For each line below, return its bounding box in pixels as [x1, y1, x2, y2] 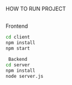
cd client [5, 34, 31, 40]
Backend [8, 57, 28, 63]
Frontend [5, 22, 28, 30]
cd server [5, 61, 31, 68]
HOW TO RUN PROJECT [5, 5, 67, 12]
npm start [5, 45, 31, 52]
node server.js [5, 73, 44, 79]
